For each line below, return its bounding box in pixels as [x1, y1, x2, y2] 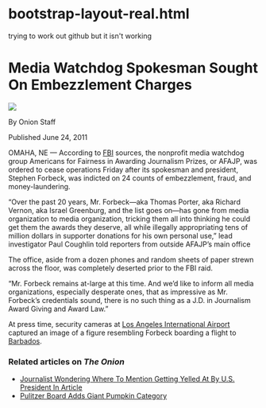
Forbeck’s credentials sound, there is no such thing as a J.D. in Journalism [8, 295, 252, 305]
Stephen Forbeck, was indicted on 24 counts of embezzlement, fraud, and [8, 173, 252, 183]
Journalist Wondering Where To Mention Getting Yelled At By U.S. [19, 375, 236, 384]
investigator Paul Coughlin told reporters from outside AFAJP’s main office [8, 239, 251, 249]
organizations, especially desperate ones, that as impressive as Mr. [8, 287, 229, 297]
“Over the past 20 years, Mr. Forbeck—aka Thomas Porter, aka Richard [8, 196, 241, 207]
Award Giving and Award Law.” [8, 304, 109, 313]
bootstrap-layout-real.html [8, 5, 190, 23]
